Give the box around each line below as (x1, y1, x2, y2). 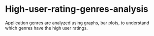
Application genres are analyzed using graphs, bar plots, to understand (5, 20, 150, 26)
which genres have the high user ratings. (5, 25, 88, 31)
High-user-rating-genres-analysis (5, 3, 149, 15)
